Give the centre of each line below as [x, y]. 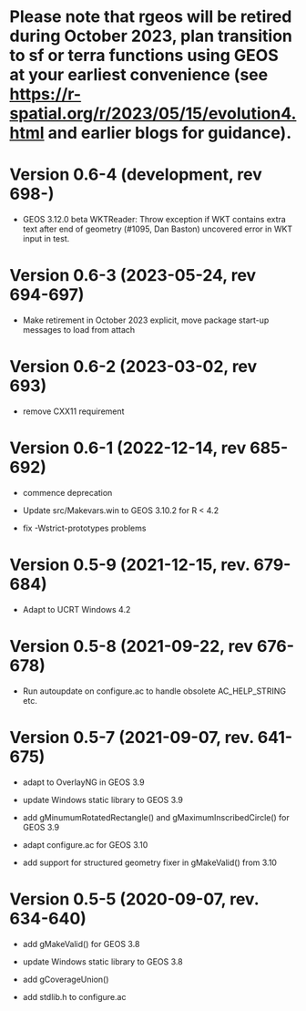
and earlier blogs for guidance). [170, 133]
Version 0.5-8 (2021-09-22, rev [131, 647]
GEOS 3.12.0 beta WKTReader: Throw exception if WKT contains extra [154, 220]
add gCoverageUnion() [66, 979]
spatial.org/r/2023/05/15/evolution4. [153, 113]
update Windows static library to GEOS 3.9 [103, 800]
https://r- [46, 94]
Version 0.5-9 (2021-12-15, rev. [130, 565]
